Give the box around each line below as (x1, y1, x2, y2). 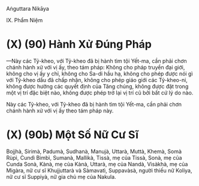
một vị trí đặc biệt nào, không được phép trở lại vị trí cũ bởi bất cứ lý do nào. (6, 89, 194, 96)
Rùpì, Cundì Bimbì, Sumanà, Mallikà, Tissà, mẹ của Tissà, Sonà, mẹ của (6, 154, 182, 161)
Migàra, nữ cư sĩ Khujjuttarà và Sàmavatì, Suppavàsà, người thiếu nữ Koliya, (6, 167, 192, 174)
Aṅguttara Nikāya (6, 5, 49, 12)
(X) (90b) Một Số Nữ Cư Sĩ (6, 128, 139, 142)
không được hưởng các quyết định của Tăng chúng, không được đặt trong (6, 83, 189, 90)
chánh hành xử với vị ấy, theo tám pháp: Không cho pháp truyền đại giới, (6, 63, 185, 71)
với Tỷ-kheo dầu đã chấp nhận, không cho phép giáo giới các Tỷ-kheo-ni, (6, 76, 188, 83)
